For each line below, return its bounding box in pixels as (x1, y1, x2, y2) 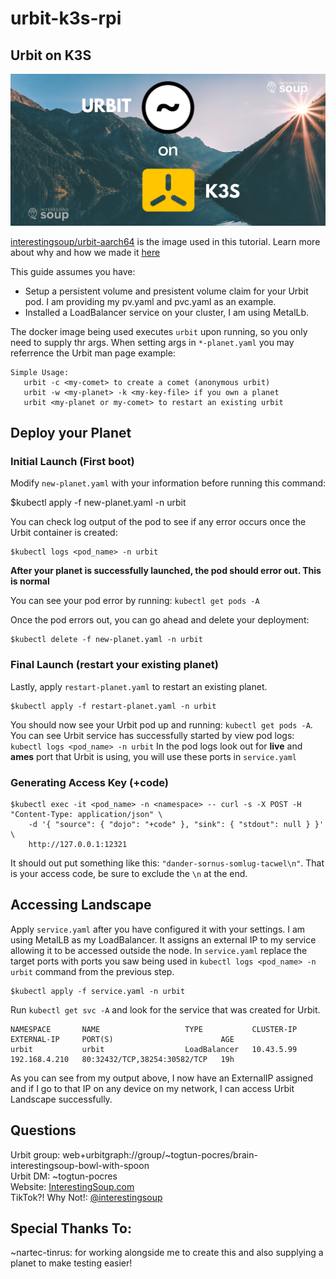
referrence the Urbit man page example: (10, 347, 176, 359)
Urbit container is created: (10, 527, 118, 539)
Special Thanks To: (10, 1220, 132, 1237)
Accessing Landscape (10, 897, 152, 914)
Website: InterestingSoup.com (10, 1180, 135, 1192)
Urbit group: (10, 1148, 61, 1161)
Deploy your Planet (10, 425, 132, 442)
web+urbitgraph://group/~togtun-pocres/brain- (62, 1148, 258, 1161)
